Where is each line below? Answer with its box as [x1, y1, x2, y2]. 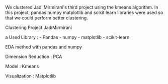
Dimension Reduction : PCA [5, 53, 62, 59]
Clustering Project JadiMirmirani [5, 24, 72, 30]
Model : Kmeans [5, 63, 39, 69]
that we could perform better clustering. [5, 15, 88, 20]
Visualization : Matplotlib [5, 73, 56, 79]
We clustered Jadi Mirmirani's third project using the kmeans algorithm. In [5, 4, 158, 10]
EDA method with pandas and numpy [5, 44, 82, 49]
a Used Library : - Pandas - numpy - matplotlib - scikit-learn [5, 34, 130, 40]
